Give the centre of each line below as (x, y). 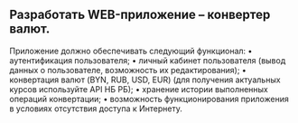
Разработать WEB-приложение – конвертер (140, 15)
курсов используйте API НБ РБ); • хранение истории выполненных (139, 89)
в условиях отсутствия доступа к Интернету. (96, 109)
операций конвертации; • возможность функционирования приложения (149, 99)
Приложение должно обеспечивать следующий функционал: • (131, 51)
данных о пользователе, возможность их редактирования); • (128, 70)
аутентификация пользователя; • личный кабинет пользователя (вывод (148, 60)
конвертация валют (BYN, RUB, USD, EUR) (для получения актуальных (145, 80)
